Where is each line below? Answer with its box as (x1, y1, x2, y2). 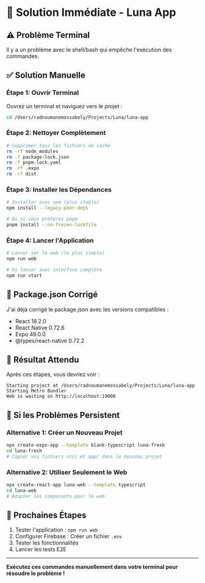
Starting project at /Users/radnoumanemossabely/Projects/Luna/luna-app (6, 383, 195, 389)
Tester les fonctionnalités (15, 539, 79, 546)
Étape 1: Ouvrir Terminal (6, 89, 79, 97)
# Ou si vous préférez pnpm (6, 216, 78, 222)
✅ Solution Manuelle (6, 70, 85, 81)
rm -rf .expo (6, 165, 40, 172)
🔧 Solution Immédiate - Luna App (6, 5, 176, 20)
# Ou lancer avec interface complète (6, 266, 103, 273)
